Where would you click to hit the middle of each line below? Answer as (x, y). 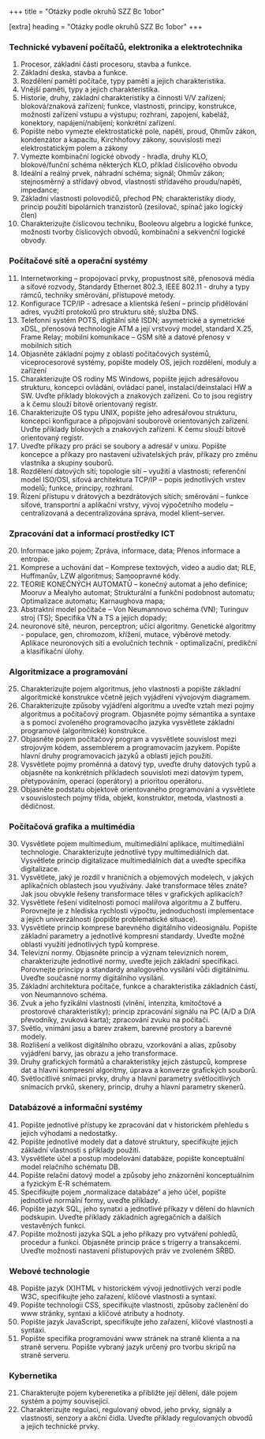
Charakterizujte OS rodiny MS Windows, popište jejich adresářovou (129, 379)
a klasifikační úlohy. (52, 651)
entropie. (35, 559)
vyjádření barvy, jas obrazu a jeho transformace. (99, 1054)
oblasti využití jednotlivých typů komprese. (90, 944)
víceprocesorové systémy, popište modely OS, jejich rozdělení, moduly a (138, 362)
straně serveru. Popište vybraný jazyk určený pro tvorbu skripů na (128, 1347)
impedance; (40, 190)
